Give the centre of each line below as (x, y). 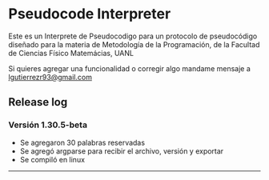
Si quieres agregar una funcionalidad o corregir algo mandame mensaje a (129, 68)
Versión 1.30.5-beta (48, 125)
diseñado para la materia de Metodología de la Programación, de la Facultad (134, 44)
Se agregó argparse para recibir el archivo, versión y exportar (122, 151)
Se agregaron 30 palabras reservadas (82, 142)
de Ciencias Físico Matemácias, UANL (71, 53)
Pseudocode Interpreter (90, 14)
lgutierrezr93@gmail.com (50, 77)
